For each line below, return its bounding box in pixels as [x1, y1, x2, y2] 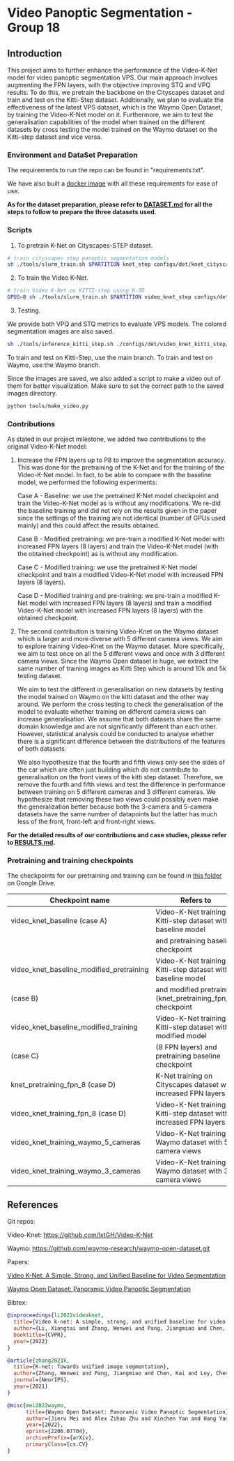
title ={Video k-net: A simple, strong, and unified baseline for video [13, 1319, 226, 1326]
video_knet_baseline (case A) [10, 916, 108, 926]
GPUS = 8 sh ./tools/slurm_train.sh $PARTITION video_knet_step [7, 294, 192, 301]
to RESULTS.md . [7, 839, 56, 847]
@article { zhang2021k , [7, 1357, 70, 1364]
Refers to [180, 895, 212, 905]
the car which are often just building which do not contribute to [17, 765, 198, 774]
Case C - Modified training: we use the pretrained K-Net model [17, 563, 197, 571]
